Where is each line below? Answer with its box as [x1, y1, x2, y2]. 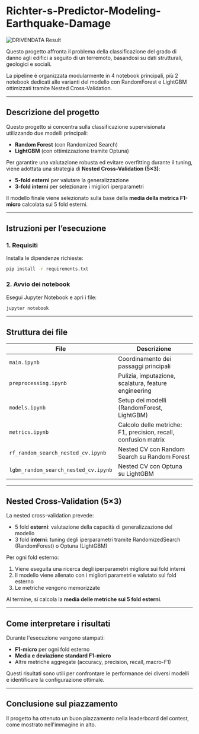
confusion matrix [118, 436, 165, 444]
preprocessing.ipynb [9, 380, 67, 387]
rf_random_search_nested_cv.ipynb [9, 450, 107, 456]
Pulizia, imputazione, [118, 372, 176, 380]
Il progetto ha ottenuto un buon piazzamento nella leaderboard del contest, [6, 714, 190, 722]
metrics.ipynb [9, 429, 49, 436]
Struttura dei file [6, 327, 68, 337]
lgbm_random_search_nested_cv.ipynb [9, 467, 113, 474]
